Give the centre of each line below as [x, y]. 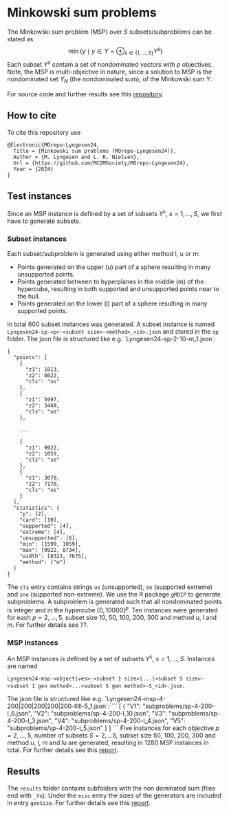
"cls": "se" [42, 460]
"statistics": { [36, 508]
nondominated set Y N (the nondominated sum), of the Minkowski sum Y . [110, 80]
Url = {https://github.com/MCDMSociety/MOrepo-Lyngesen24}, [101, 163]
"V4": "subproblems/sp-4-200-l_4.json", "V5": [120, 721]
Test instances [40, 196]
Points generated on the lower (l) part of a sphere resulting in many [112, 303]
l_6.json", [20, 714]
